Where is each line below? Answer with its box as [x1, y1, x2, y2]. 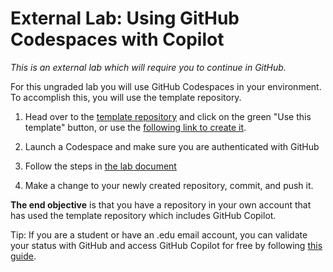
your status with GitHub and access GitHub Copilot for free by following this [10, 239, 323, 251]
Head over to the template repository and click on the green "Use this [24, 110, 312, 122]
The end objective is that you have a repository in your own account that [10, 198, 312, 211]
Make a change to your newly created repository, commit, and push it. [24, 179, 314, 191]
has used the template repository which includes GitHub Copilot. [10, 209, 277, 221]
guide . [10, 250, 37, 262]
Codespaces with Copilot [10, 28, 225, 51]
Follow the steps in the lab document [24, 160, 177, 172]
